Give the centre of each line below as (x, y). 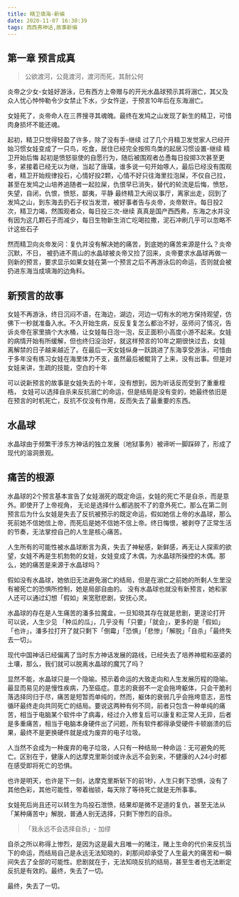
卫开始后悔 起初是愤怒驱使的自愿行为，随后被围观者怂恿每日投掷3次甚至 (113, 158)
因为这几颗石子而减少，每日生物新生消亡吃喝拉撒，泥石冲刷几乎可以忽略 (119, 220)
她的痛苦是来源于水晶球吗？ (60, 564)
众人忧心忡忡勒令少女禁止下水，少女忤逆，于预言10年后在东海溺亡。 (107, 101)
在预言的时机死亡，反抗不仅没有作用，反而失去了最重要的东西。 (101, 401)
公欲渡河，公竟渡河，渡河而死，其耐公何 (84, 76)
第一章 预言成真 (41, 58)
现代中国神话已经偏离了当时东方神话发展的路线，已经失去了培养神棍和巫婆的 (119, 654)
